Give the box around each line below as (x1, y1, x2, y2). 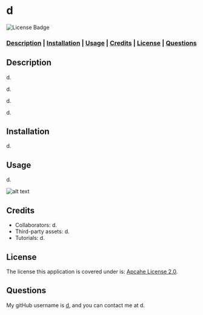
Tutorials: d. (15, 234, 45, 242)
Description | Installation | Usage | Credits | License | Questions (6, 39, 197, 47)
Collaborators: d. (15, 222, 58, 229)
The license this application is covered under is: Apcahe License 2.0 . (6, 268, 178, 275)
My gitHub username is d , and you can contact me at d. (6, 301, 145, 309)
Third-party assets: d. (15, 228, 70, 235)
